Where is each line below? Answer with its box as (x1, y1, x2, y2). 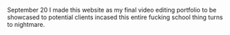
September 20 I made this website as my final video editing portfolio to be (7, 6, 217, 14)
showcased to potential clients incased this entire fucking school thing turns (7, 13, 223, 21)
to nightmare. (7, 21, 45, 28)
